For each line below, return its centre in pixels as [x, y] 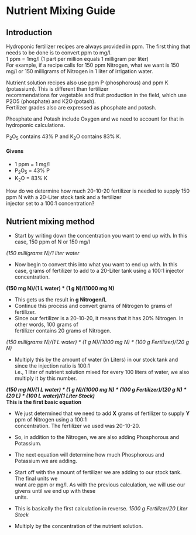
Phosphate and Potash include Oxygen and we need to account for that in [95, 119]
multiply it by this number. [46, 378]
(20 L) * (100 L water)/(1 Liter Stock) [51, 396]
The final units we [36, 479]
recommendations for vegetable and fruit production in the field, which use [97, 95]
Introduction [29, 32]
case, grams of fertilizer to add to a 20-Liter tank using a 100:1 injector [99, 271]
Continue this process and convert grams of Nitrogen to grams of [93, 306]
